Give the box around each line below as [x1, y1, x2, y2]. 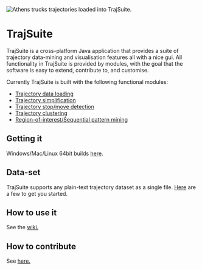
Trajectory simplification [15, 96, 76, 103]
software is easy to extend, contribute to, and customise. [6, 66, 149, 74]
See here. [6, 257, 30, 265]
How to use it [6, 207, 57, 218]
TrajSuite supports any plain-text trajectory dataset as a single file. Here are [6, 183, 197, 191]
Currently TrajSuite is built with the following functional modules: [6, 78, 169, 85]
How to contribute [6, 241, 77, 252]
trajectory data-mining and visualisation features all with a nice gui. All [6, 54, 183, 61]
